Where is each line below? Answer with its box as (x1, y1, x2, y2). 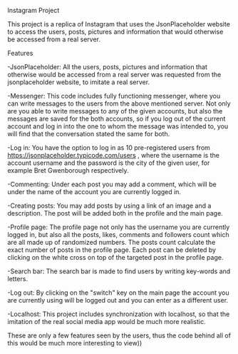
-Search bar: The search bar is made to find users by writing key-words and (7, 267, 231, 275)
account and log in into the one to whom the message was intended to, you (7, 122, 229, 131)
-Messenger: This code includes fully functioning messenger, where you (7, 92, 221, 100)
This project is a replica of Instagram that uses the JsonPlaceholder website (7, 20, 230, 28)
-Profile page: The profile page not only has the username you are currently (7, 223, 230, 231)
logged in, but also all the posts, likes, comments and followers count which (7, 231, 229, 238)
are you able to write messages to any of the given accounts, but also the (7, 107, 223, 115)
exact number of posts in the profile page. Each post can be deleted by (7, 246, 216, 254)
